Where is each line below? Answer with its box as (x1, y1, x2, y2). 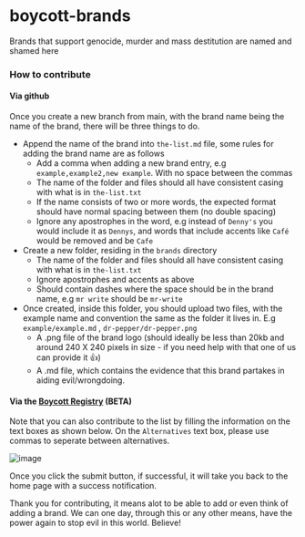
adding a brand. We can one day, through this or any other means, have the (9, 508, 293, 519)
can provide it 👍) (36, 352, 102, 363)
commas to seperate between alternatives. (9, 435, 170, 447)
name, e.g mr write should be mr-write (36, 294, 184, 305)
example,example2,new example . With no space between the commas (36, 168, 293, 179)
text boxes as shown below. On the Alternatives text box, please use (9, 426, 269, 437)
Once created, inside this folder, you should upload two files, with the (22, 303, 283, 315)
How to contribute (9, 67, 91, 80)
